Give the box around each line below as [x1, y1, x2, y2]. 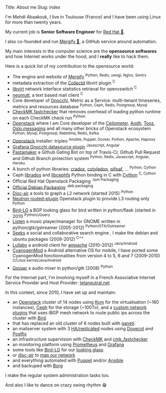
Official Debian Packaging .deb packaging [12, 183, 93, 190]
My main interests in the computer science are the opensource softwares [5, 48, 157, 54]
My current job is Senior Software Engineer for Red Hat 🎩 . [5, 29, 125, 34]
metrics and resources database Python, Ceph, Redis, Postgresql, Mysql [12, 102, 148, 109]
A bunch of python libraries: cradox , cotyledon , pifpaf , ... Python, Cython [12, 165, 157, 172]
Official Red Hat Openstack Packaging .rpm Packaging [12, 177, 119, 184]
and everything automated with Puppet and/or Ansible [12, 358, 123, 364]
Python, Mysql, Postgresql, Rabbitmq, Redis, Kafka [12, 131, 99, 136]
